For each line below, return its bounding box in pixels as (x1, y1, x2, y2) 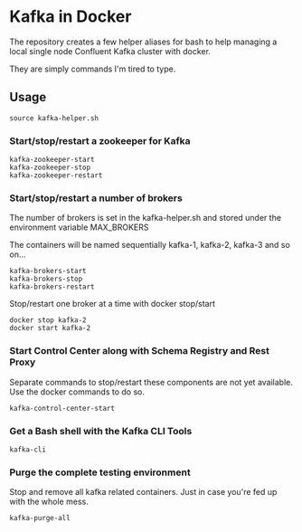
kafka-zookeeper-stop (9, 163, 91, 173)
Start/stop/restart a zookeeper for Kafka (9, 134, 192, 147)
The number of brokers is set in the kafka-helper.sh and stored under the (9, 213, 282, 223)
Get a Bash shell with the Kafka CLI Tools (9, 424, 193, 437)
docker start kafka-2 (9, 324, 91, 333)
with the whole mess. (9, 496, 89, 508)
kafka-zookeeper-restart (9, 171, 103, 180)
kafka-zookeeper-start (9, 156, 95, 165)
